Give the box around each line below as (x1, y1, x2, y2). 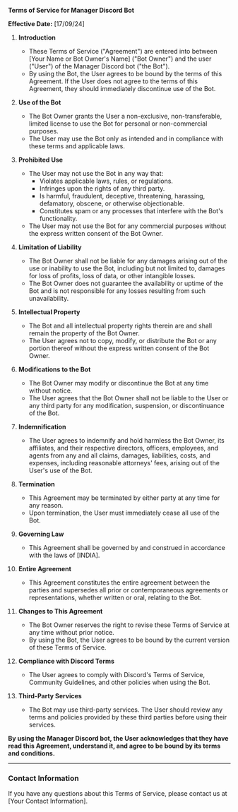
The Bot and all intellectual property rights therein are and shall (28, 321, 213, 330)
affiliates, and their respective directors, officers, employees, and (28, 444, 219, 452)
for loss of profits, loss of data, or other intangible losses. (28, 272, 196, 280)
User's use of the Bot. (28, 466, 93, 474)
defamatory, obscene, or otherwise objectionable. (39, 199, 185, 208)
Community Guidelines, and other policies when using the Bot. (28, 678, 210, 686)
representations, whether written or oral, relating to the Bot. (28, 593, 202, 602)
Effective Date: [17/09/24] (8, 20, 85, 28)
